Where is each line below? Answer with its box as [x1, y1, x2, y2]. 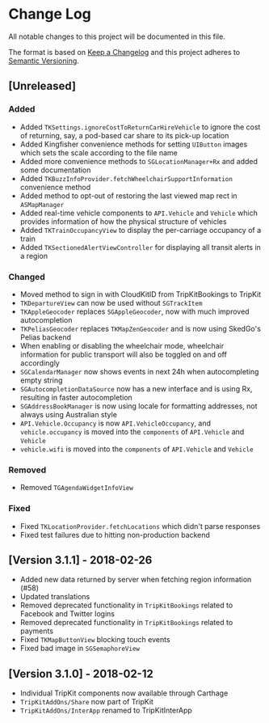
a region [19, 251, 48, 260]
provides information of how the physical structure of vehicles [19, 216, 228, 226]
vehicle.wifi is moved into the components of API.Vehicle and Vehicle [19, 444, 254, 454]
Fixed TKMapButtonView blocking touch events [19, 635, 171, 645]
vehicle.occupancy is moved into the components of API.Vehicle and [19, 426, 245, 437]
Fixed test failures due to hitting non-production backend [19, 530, 210, 539]
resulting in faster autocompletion [19, 392, 133, 402]
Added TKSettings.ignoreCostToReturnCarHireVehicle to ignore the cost [19, 122, 261, 132]
